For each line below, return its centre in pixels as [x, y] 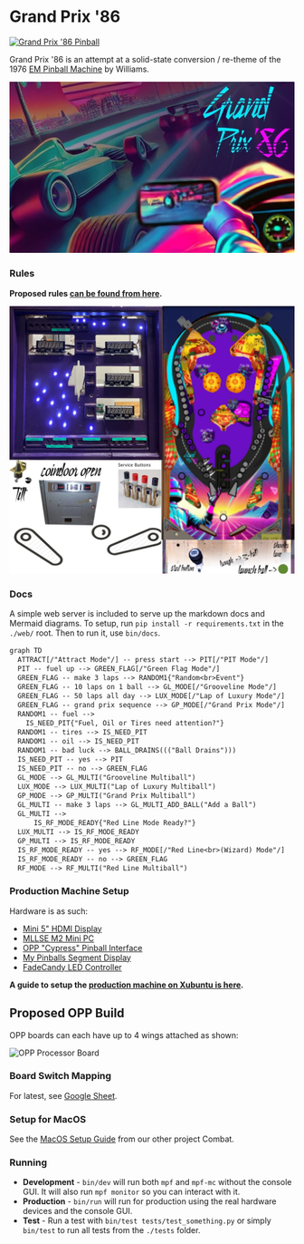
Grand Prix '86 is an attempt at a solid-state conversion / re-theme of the [145, 59]
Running [28, 1162]
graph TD [26, 651]
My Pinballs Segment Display [76, 957]
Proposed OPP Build [67, 1013]
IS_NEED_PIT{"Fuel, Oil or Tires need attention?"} [125, 724]
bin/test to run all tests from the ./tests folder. [111, 1230]
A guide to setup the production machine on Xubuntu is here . [127, 985]
